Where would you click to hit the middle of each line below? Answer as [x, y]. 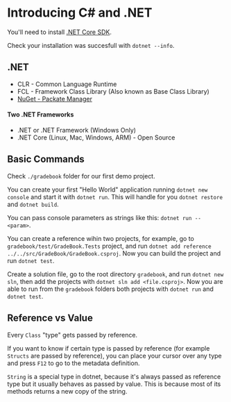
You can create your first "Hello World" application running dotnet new [108, 190]
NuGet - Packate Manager [54, 99]
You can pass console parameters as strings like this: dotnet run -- [104, 217]
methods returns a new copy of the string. [67, 391]
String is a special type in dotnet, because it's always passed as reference [114, 376]
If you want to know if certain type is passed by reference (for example [109, 348]
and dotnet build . [33, 204]
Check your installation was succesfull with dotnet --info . [91, 45]
